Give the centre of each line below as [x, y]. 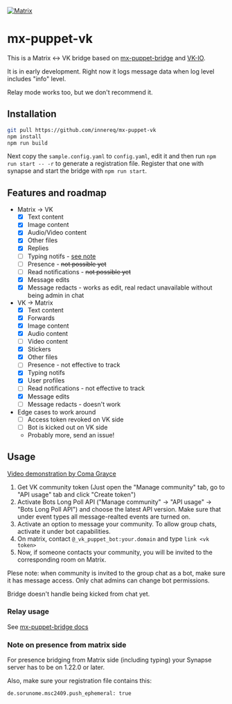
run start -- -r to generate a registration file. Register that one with [106, 164]
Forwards [41, 318]
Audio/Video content [57, 233]
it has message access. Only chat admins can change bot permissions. [108, 580]
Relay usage [28, 612]
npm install [24, 136]
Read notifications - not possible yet [79, 271]
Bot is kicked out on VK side [68, 427]
